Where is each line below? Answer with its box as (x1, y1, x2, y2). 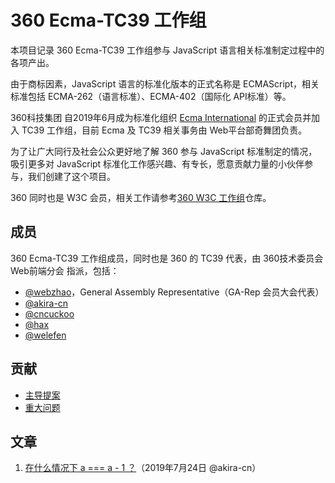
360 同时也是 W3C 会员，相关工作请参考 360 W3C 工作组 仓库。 (10, 191, 272, 203)
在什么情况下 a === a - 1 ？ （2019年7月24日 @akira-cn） (24, 462, 262, 474)
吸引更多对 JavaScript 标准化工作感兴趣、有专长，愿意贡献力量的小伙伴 (10, 157, 305, 170)
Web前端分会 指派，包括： (10, 264, 120, 276)
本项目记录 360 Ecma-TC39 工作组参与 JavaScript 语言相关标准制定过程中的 (10, 44, 325, 56)
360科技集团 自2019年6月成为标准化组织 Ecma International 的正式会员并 (10, 111, 312, 123)
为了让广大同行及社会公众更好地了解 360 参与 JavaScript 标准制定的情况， (10, 145, 318, 157)
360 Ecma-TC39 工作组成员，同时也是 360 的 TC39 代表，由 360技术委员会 (10, 252, 324, 264)
